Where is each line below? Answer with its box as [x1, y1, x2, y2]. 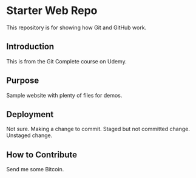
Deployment [6, 109, 54, 119]
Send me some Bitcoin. [6, 166, 64, 173]
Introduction [6, 41, 55, 52]
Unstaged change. [6, 132, 53, 139]
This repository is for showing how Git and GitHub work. [6, 24, 147, 31]
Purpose [6, 76, 39, 86]
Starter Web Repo [6, 4, 98, 18]
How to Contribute [6, 149, 78, 160]
